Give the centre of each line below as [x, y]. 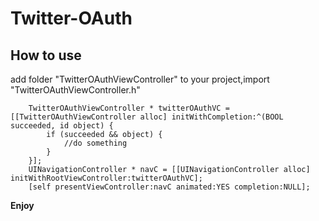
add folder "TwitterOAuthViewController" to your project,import [140, 79]
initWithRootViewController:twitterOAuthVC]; [106, 178]
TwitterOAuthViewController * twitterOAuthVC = [129, 108]
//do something [95, 143]
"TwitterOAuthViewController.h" [75, 90]
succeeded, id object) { [62, 126]
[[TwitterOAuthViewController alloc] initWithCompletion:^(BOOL [147, 117]
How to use [46, 55]
